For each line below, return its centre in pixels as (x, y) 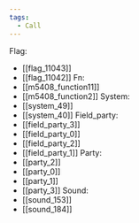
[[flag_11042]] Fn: (54, 77)
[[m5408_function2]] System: (76, 96)
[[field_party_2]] (51, 143)
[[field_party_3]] (51, 124)
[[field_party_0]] (51, 134)
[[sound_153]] (47, 199)
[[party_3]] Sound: (55, 190)
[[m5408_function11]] (61, 87)
